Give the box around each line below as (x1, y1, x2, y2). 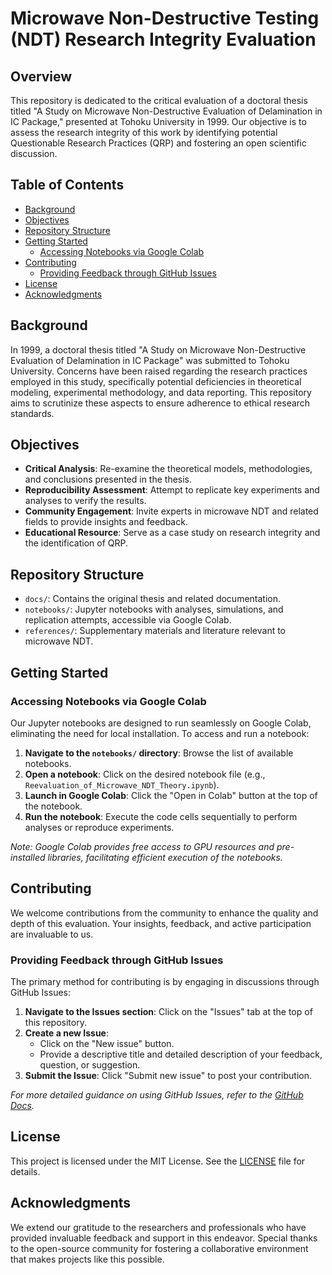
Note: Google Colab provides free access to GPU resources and (10, 840, 275, 852)
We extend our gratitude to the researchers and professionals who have (10, 1221, 307, 1233)
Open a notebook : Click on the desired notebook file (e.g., (24, 768, 266, 780)
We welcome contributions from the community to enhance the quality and (10, 907, 319, 919)
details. (10, 1165, 41, 1177)
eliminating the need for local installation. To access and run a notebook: (10, 727, 310, 739)
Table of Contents (10, 177, 125, 194)
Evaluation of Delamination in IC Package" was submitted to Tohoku (10, 354, 290, 366)
